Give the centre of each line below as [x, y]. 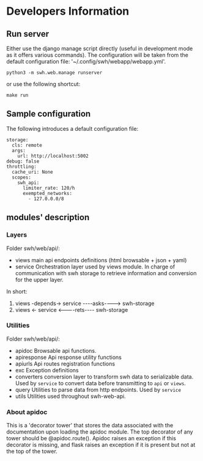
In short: [17, 291]
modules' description [48, 217]
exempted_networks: [47, 193]
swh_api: [28, 183]
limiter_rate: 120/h [49, 188]
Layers [17, 235]
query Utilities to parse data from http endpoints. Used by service [98, 389]
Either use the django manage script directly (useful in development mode [100, 48]
